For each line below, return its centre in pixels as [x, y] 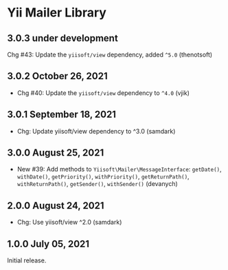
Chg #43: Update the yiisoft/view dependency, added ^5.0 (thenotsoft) [110, 54]
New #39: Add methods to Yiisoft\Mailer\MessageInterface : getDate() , [119, 169]
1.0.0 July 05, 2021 [48, 243]
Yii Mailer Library [57, 13]
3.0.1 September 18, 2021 [62, 115]
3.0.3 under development [62, 38]
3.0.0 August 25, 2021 [56, 153]
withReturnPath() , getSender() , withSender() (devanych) [98, 184]
